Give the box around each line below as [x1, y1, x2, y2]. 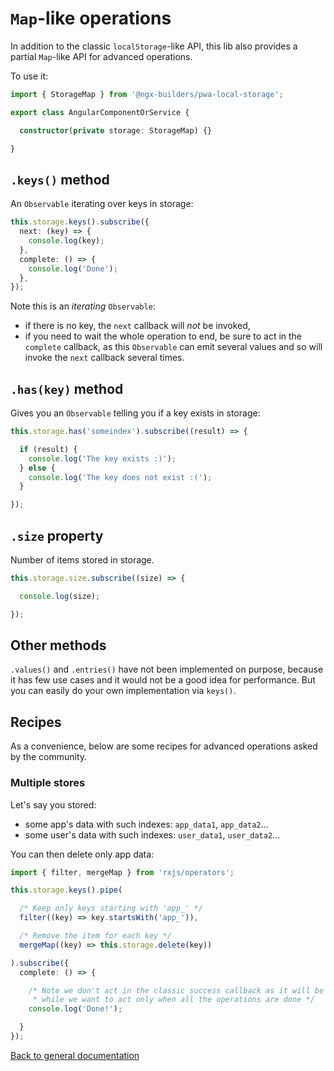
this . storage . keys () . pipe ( [10, 885, 123, 896]
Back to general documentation [10, 1049, 140, 1061]
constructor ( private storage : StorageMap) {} [19, 125, 213, 136]
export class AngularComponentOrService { [10, 107, 190, 117]
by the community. [10, 751, 88, 763]
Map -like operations [10, 7, 172, 30]
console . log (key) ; [28, 236, 105, 246]
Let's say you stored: [10, 798, 97, 811]
